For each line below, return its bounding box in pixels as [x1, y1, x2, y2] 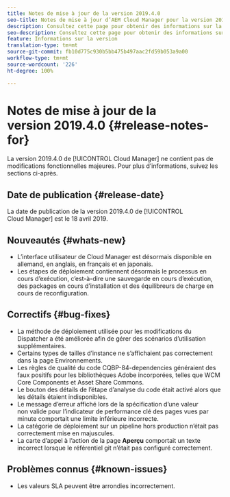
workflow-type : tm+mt [7, 55, 69, 62]
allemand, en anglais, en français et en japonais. [16, 260, 153, 268]
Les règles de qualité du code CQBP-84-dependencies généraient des [16, 363, 216, 372]
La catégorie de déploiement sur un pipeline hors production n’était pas [16, 422, 219, 430]
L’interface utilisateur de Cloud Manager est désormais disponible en [16, 253, 212, 261]
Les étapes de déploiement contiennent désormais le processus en [16, 267, 207, 276]
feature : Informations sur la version [7, 36, 118, 43]
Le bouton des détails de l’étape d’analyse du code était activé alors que [16, 385, 221, 393]
